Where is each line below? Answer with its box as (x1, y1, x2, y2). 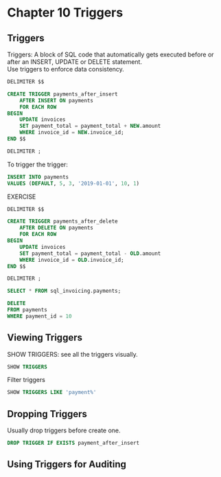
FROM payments (7, 307, 48, 313)
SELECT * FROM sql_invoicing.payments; (7, 287, 121, 295)
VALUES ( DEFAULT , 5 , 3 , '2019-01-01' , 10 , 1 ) (7, 180, 139, 187)
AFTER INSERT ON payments (19, 97, 94, 104)
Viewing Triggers (7, 332, 82, 344)
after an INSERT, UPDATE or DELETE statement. (7, 58, 143, 66)
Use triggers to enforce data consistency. (7, 65, 125, 73)
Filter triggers (7, 376, 46, 384)
